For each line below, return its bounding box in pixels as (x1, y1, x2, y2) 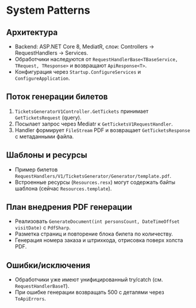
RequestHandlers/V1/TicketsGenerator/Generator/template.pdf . (14, 172, 172, 179)
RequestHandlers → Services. (14, 49, 88, 56)
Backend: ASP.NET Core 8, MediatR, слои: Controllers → (14, 43, 155, 50)
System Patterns (6, 4, 91, 17)
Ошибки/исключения (6, 260, 91, 271)
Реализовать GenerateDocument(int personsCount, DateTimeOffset (14, 218, 180, 225)
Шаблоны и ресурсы (6, 150, 88, 161)
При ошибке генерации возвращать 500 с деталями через (14, 289, 164, 296)
